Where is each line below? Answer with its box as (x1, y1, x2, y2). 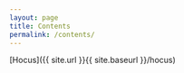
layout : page (9, 13, 59, 23)
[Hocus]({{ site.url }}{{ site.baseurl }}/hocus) (9, 55, 177, 66)
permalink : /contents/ (9, 30, 95, 39)
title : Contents (9, 22, 71, 31)
